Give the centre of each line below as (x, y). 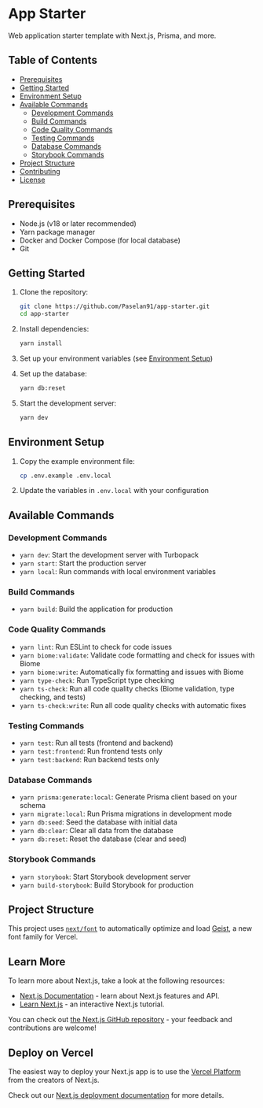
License (32, 180)
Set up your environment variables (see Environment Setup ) (116, 358)
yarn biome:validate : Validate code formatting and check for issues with (137, 655)
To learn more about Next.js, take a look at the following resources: (117, 980)
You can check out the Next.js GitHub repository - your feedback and (121, 1020)
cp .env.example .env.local (65, 476)
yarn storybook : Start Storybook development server (105, 876)
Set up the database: (53, 374)
